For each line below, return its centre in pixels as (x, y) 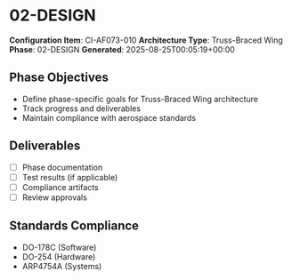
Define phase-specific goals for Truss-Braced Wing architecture (140, 99)
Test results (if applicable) (70, 177)
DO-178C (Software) (59, 247)
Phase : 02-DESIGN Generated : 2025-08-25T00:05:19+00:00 (122, 49)
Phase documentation (62, 167)
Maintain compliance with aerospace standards (109, 117)
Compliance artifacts (61, 187)
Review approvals (54, 197)
